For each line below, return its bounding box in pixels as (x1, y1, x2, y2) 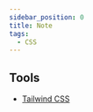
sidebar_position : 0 (9, 12, 85, 22)
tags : (9, 29, 29, 38)
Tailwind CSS (21, 93, 70, 104)
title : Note (9, 21, 53, 30)
